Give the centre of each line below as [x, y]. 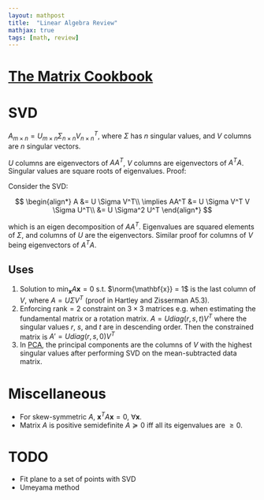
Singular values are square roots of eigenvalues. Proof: [97, 171]
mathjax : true [32, 30]
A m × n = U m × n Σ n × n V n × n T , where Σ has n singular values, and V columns [130, 136]
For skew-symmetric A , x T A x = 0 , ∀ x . [80, 416]
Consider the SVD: [38, 186]
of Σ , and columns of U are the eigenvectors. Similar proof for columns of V [131, 235]
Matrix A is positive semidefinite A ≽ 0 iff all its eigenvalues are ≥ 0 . [131, 425]
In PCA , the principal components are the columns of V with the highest [136, 345]
